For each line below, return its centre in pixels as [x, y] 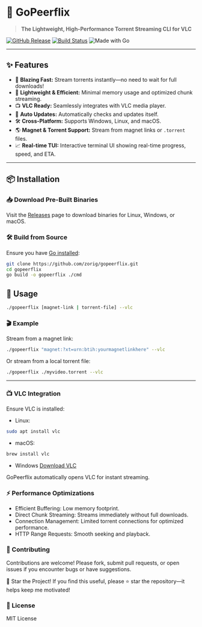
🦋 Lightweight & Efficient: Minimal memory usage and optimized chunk [104, 92]
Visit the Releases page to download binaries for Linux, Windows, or [91, 215]
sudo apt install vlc [33, 432]
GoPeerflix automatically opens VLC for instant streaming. [78, 477]
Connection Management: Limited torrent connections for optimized [99, 521]
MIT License [22, 619]
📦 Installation [33, 179]
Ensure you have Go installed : [43, 252]
